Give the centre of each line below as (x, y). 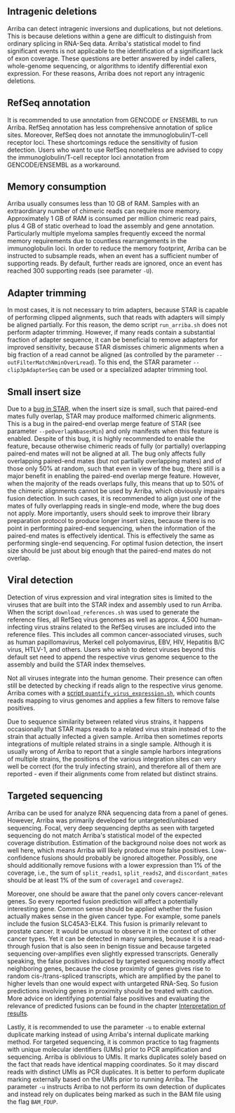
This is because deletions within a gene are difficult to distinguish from (109, 36)
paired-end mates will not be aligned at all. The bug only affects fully (106, 453)
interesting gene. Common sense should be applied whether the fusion (110, 908)
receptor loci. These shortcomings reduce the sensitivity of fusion (103, 142)
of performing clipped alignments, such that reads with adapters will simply (116, 317)
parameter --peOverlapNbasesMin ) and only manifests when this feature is (113, 431)
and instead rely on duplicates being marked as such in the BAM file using (114, 1094)
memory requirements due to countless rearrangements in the (97, 241)
